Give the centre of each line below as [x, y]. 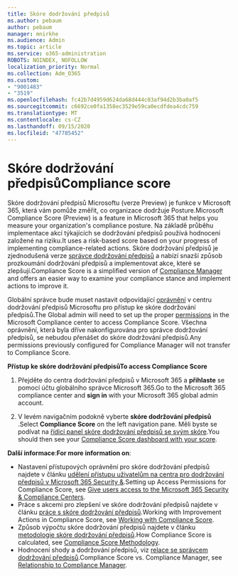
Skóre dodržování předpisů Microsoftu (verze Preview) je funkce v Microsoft [119, 203]
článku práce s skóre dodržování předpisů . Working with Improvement [119, 512]
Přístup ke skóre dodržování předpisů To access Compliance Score [107, 366]
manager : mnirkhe [33, 34]
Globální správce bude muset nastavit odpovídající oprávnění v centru [109, 300]
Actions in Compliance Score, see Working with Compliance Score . [116, 520]
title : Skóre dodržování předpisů [59, 14]
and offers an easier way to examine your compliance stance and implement [119, 279]
